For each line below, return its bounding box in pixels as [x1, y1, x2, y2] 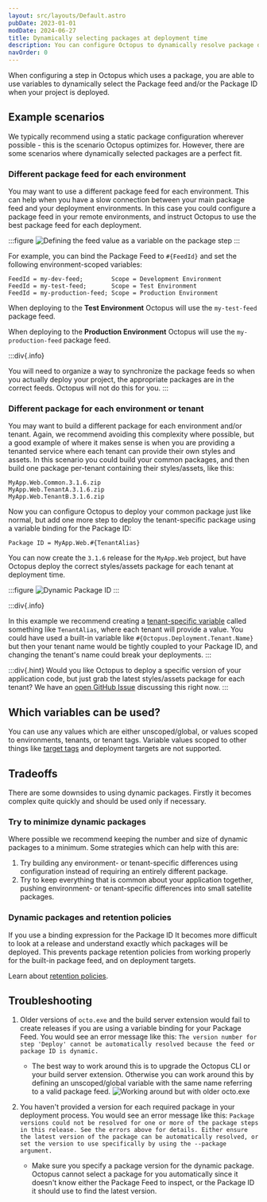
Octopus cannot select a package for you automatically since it [31, 1169, 238, 1179]
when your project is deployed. [8, 88, 110, 96]
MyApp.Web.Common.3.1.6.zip [8, 479, 102, 487]
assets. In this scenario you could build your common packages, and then [8, 455, 250, 464]
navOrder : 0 [8, 49, 48, 57]
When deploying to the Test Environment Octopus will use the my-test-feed [8, 303, 257, 313]
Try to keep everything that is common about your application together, [19, 875, 253, 885]
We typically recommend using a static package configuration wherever [8, 131, 244, 141]
